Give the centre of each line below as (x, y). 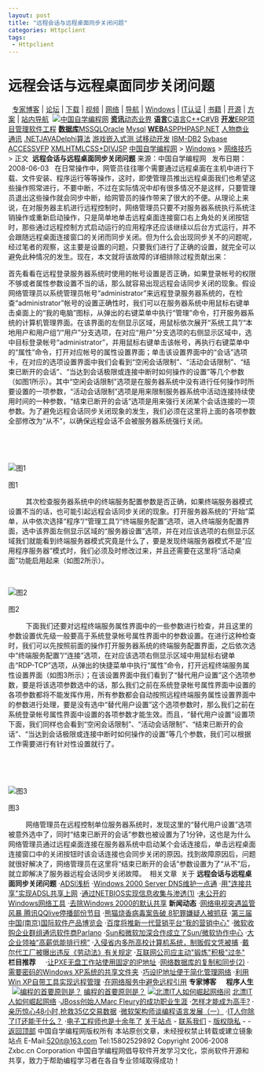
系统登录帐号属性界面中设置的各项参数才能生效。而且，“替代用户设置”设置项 (132, 715)
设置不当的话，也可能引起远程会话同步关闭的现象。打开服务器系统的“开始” (128, 511)
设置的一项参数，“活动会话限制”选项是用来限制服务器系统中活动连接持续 (132, 392)
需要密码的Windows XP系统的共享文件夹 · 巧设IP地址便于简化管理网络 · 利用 (129, 972)
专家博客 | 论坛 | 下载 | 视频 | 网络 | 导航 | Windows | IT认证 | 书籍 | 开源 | (128, 109)
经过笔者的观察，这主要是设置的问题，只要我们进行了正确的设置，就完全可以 (132, 247)
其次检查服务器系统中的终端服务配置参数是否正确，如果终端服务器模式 (139, 502)
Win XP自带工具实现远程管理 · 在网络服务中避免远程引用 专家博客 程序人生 (131, 982)
